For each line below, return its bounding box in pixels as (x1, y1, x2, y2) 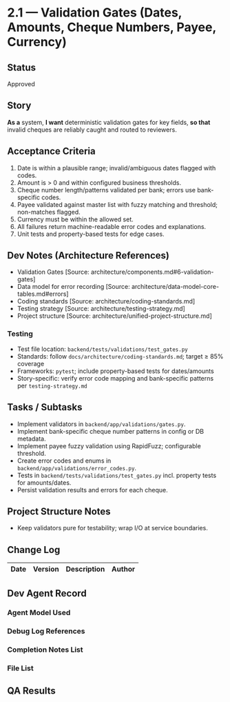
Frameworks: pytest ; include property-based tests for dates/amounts (17, 367, 215, 375)
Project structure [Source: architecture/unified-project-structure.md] (17, 312, 212, 320)
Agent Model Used (7, 608, 71, 618)
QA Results (7, 685, 56, 696)
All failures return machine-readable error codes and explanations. (17, 222, 207, 230)
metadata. (17, 434, 46, 443)
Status (7, 61, 36, 73)
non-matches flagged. (17, 208, 81, 216)
